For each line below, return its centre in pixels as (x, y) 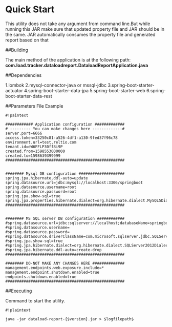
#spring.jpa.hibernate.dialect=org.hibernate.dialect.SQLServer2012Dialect (88, 245)
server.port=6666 (24, 133)
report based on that (27, 40)
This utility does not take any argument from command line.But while (78, 24)
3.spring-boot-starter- (131, 85)
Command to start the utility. (35, 300)
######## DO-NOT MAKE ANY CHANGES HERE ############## (65, 263)
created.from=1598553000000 (35, 151)
